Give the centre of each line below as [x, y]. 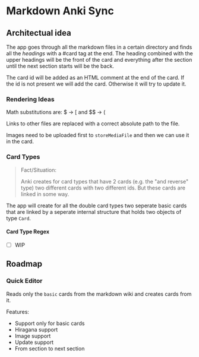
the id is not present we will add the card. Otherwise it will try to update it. [96, 84]
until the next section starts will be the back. [60, 66]
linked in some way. [45, 194]
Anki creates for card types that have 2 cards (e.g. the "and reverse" [105, 181]
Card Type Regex [28, 232]
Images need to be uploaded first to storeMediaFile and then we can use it [98, 135]
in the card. [20, 141]
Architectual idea [39, 33]
